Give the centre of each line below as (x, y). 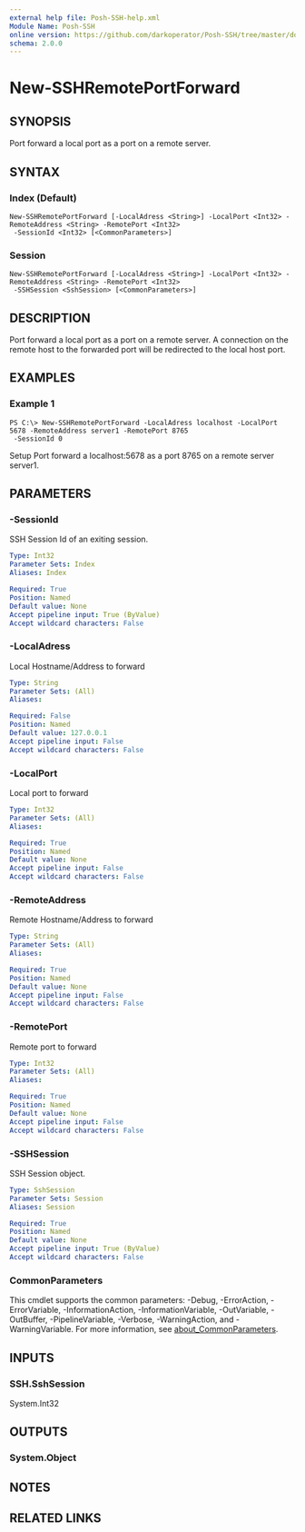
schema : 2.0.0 (36, 43)
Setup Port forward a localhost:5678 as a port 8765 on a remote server (142, 455)
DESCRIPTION (50, 318)
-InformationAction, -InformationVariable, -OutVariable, (166, 1310)
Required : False (40, 716)
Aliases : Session (42, 1207)
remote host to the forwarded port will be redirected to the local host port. (148, 350)
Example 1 (32, 403)
